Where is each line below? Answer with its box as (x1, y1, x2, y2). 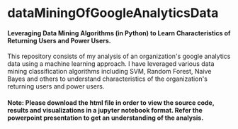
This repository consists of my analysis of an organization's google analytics (7, 52, 231, 61)
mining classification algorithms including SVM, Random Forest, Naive (7, 67, 212, 76)
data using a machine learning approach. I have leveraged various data (7, 60, 215, 68)
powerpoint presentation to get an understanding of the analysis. (7, 113, 204, 122)
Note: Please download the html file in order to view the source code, (7, 98, 215, 107)
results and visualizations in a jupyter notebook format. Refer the (7, 106, 203, 114)
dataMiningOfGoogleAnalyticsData (7, 5, 219, 21)
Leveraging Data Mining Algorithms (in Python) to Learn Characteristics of (7, 28, 231, 37)
